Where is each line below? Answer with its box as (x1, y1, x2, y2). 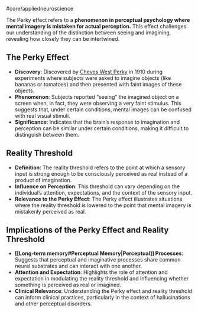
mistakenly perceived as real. (14, 208, 86, 215)
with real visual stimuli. (14, 112, 70, 119)
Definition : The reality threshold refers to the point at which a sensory (14, 164, 186, 171)
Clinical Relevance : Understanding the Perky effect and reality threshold (14, 288, 192, 295)
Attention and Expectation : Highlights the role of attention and (14, 269, 168, 276)
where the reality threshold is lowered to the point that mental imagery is (14, 201, 191, 209)
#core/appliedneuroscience (6, 5, 74, 12)
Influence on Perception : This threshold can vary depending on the (14, 183, 180, 190)
